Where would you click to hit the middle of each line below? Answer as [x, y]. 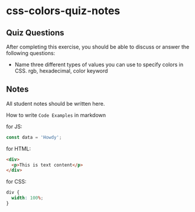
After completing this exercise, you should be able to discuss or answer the [98, 47]
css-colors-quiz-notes [63, 11]
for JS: [14, 126]
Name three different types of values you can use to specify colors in [99, 64]
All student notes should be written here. [56, 103]
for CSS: [16, 182]
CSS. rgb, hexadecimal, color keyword [61, 71]
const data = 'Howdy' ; [34, 137]
